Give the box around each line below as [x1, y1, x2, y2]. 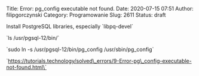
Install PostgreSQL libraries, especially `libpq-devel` [6, 23, 133, 30]
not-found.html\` [6, 64, 47, 71]
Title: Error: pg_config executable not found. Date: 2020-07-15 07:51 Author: [6, 5, 194, 12]
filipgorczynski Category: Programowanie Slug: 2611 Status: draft [6, 11, 166, 18]
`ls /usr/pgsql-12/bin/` [6, 34, 60, 41]
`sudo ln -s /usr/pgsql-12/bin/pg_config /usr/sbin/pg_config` [6, 46, 154, 53]
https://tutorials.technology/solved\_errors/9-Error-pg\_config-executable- [8, 58, 192, 64]
